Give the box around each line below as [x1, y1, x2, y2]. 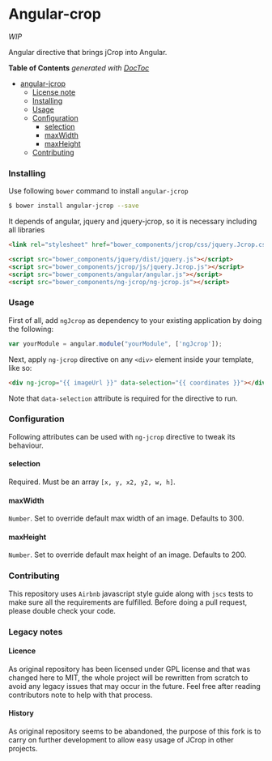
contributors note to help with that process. [8, 690, 153, 699]
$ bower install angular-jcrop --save [8, 202, 139, 210]
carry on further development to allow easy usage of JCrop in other [8, 735, 234, 745]
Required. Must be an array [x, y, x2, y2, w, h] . [8, 477, 176, 487]
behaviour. [8, 440, 45, 450]
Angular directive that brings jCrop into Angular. [8, 47, 168, 57]
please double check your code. [8, 606, 116, 615]
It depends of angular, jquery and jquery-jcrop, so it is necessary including [8, 216, 257, 227]
